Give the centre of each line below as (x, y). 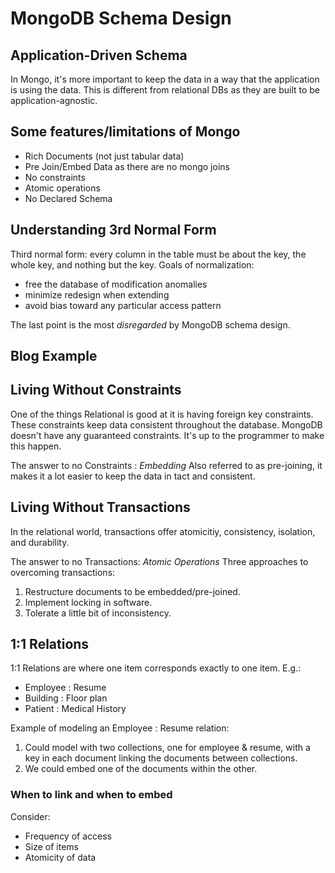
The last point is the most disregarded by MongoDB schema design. (150, 324)
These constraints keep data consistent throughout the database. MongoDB (166, 424)
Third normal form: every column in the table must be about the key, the (158, 254)
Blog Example (54, 356)
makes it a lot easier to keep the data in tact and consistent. (133, 476)
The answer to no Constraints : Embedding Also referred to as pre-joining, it (166, 465)
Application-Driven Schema (99, 55)
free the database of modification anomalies (116, 284)
